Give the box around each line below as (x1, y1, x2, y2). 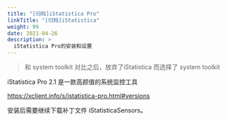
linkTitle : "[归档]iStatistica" (7, 17, 99, 24)
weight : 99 (7, 23, 39, 30)
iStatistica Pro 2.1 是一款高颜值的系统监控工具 (7, 78, 138, 86)
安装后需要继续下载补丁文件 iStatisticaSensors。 (7, 106, 147, 114)
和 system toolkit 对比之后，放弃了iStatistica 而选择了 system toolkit (24, 63, 221, 71)
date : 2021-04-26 (7, 29, 58, 37)
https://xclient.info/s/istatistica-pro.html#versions (7, 92, 151, 100)
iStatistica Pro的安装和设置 (13, 43, 92, 50)
